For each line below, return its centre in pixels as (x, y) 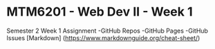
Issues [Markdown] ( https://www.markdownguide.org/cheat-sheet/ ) (103, 37)
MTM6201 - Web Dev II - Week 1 (100, 12)
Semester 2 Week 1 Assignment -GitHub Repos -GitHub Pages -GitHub (107, 31)
